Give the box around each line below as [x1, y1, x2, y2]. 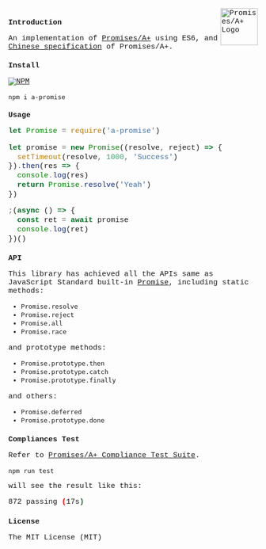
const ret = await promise [17, 215, 129, 225]
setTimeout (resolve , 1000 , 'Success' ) [17, 152, 178, 162]
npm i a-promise [8, 93, 66, 101]
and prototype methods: [8, 344, 107, 353]
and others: [8, 392, 58, 402]
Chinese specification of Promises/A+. [8, 43, 174, 51]
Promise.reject [21, 311, 74, 319]
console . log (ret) [17, 225, 89, 234]
